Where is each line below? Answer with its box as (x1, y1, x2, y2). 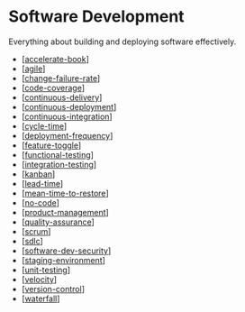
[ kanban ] (21, 169, 56, 179)
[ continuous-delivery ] (21, 92, 103, 103)
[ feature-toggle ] (21, 140, 82, 151)
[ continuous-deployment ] (21, 101, 117, 112)
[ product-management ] (21, 206, 109, 217)
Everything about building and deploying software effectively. (8, 36, 237, 47)
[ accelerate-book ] (21, 53, 89, 64)
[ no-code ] (21, 197, 60, 208)
